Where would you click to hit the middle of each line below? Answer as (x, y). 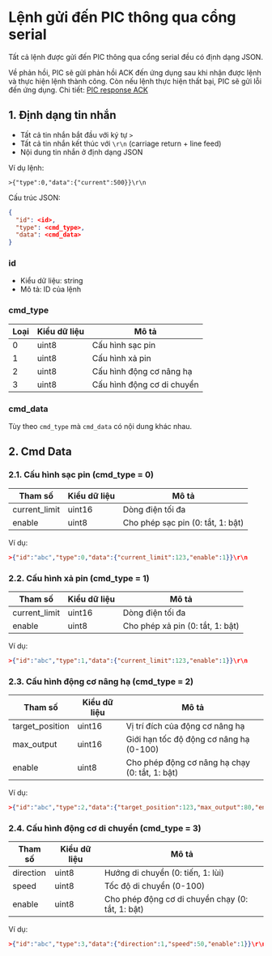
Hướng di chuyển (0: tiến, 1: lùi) (164, 873)
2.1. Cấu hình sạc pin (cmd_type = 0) (81, 475)
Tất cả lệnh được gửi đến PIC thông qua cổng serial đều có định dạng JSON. (136, 57)
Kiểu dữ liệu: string (51, 281)
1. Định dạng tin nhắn (62, 115)
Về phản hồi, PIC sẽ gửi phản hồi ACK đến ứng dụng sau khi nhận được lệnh (135, 72)
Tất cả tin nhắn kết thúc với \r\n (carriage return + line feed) (121, 143)
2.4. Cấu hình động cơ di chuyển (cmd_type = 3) (105, 828)
